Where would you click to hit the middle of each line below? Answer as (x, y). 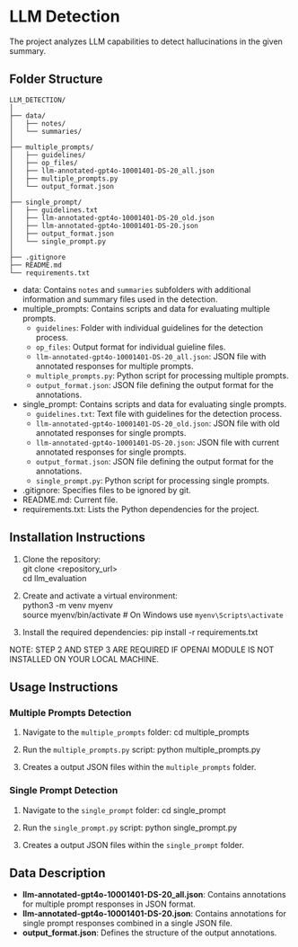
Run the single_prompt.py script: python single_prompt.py (130, 828)
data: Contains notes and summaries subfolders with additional (136, 289)
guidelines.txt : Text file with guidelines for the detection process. (159, 413)
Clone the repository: (61, 559)
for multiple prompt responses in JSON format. (109, 904)
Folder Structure (56, 80)
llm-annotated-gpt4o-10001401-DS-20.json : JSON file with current (158, 442)
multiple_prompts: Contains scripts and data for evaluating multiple (146, 308)
